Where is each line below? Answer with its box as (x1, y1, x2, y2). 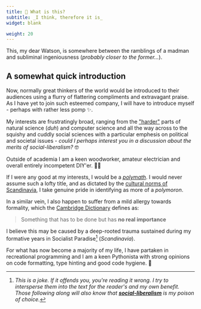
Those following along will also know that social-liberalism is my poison (14, 289, 194, 296)
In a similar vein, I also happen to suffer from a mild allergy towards (6, 198, 172, 205)
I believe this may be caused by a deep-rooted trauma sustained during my (6, 227, 191, 235)
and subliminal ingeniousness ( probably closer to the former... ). (6, 53, 163, 61)
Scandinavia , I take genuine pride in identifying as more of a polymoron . (6, 187, 184, 194)
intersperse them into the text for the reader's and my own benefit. (14, 283, 179, 290)
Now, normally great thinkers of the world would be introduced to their (6, 87, 179, 94)
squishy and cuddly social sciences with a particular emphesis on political (6, 131, 188, 138)
